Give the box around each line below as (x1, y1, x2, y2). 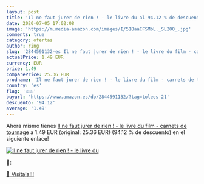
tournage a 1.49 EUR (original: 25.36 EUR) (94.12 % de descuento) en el (6, 129, 185, 136)
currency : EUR (6, 60, 42, 66)
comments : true (6, 32, 45, 38)
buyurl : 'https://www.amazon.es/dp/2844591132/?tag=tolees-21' (6, 94, 170, 100)
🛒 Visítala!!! (6, 170, 35, 177)
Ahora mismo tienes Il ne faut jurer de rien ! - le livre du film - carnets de (6, 122, 187, 129)
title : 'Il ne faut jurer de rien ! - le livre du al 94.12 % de (6, 15, 175, 21)
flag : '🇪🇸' (6, 88, 36, 94)
